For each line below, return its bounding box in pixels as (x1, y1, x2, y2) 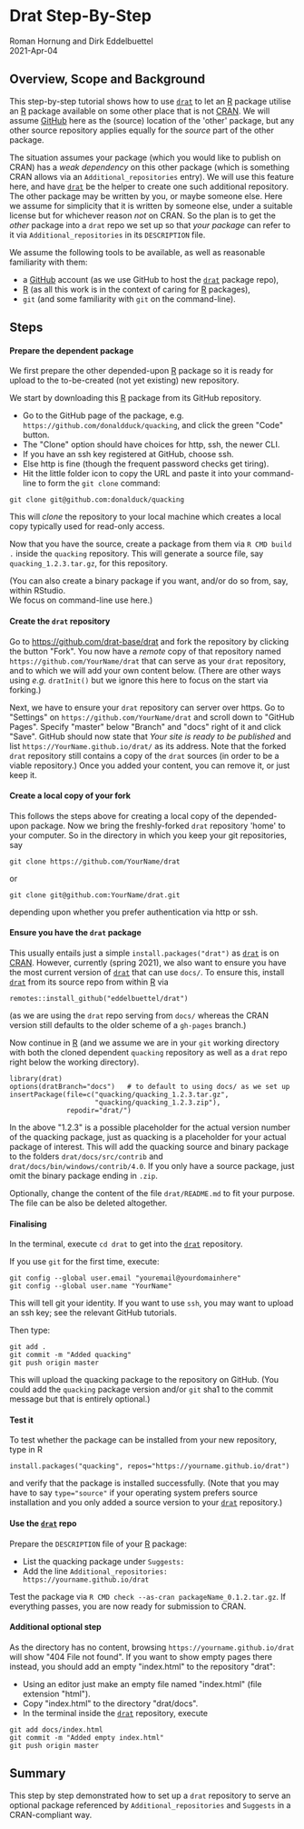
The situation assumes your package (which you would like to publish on (9, 152, 281, 163)
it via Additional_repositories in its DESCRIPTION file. (9, 229, 206, 240)
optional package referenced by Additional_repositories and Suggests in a (9, 1799, 291, 1810)
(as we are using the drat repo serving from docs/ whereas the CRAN (9, 1010, 270, 1021)
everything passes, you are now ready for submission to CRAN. (9, 1601, 247, 1612)
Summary (9, 1765, 66, 1782)
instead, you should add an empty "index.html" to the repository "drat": (9, 1661, 276, 1672)
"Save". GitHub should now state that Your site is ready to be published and (9, 731, 292, 742)
